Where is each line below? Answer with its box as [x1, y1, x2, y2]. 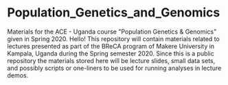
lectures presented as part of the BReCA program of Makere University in [7, 42, 215, 50]
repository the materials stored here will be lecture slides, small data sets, [7, 56, 216, 64]
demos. [7, 71, 29, 80]
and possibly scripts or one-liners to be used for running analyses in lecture [7, 64, 222, 72]
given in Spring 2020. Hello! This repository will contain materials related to [7, 34, 220, 42]
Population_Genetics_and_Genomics [7, 5, 220, 21]
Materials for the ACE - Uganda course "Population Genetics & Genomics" [7, 27, 217, 36]
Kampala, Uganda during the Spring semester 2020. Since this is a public [7, 49, 214, 58]
